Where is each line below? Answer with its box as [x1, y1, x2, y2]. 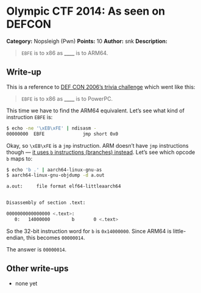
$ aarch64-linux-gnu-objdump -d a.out [6, 172, 105, 178]
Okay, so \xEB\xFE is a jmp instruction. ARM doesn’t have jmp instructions [6, 142, 189, 149]
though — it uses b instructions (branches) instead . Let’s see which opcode [6, 148, 196, 156]
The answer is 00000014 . [6, 245, 67, 253]
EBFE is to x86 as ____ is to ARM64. [21, 49, 108, 56]
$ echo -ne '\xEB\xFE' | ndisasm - [6, 125, 97, 131]
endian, [6, 234, 26, 241]
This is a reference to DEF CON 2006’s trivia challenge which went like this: [6, 83, 196, 90]
